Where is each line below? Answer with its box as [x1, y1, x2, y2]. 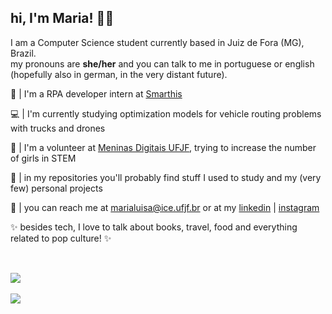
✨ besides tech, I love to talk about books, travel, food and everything [10, 221, 298, 233]
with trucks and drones [10, 122, 106, 134]
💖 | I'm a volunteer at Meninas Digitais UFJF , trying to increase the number [10, 141, 317, 153]
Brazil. [10, 47, 37, 59]
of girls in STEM [10, 152, 77, 164]
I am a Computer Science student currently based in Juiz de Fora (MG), [10, 36, 305, 48]
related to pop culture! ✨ [10, 232, 112, 244]
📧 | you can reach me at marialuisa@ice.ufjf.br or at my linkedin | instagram [10, 201, 320, 213]
